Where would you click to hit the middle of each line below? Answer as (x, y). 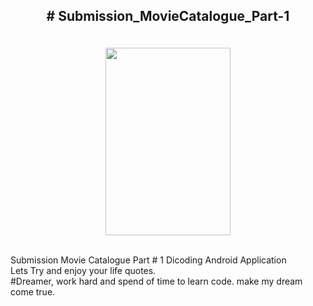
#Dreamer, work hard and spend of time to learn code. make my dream (156, 281)
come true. (33, 292)
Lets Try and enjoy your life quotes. (83, 271)
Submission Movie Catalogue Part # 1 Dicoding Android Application (148, 260)
